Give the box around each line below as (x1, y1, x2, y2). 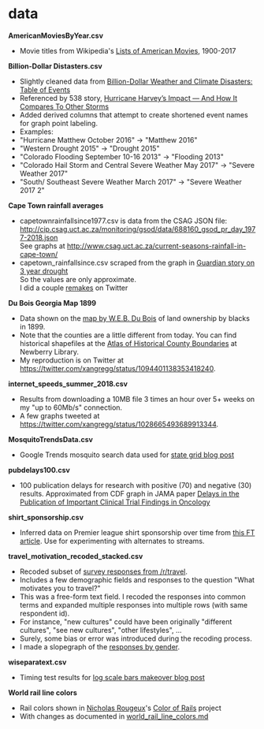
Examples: (19, 127, 54, 136)
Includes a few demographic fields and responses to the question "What (19, 575, 255, 584)
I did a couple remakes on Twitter (19, 283, 128, 292)
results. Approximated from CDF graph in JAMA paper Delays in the (19, 489, 240, 498)
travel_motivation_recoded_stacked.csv (8, 551, 143, 560)
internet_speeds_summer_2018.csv (8, 379, 128, 389)
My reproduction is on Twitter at (19, 355, 125, 365)
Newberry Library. (19, 347, 80, 356)
